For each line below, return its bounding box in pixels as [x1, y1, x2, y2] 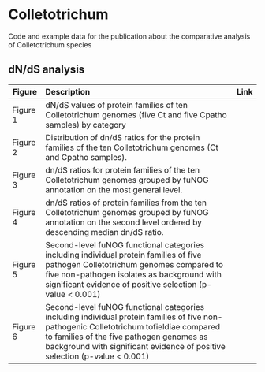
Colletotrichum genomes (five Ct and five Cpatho [45, 109, 227, 120]
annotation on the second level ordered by [45, 217, 203, 228]
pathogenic [45, 321, 88, 332]
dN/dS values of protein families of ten [45, 99, 188, 110]
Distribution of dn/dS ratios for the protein [45, 132, 200, 143]
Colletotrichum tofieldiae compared [89, 321, 221, 332]
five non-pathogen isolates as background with [45, 269, 222, 280]
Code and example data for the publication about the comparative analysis [8, 32, 251, 41]
